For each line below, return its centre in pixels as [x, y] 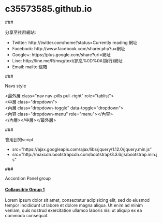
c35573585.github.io [49, 9]
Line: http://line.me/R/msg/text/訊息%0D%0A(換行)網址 [67, 60]
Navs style [16, 86]
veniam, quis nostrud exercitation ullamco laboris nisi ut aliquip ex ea [74, 210]
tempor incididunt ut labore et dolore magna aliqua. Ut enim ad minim [74, 205]
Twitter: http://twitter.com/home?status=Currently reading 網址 [75, 43]
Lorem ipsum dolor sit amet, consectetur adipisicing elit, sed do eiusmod [77, 200]
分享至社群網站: [21, 32]
